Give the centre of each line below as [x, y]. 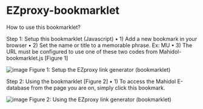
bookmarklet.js [25, 58]
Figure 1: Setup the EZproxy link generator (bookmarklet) [100, 69]
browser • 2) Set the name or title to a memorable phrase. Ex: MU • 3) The [99, 45]
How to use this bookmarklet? [43, 27]
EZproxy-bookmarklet [63, 11]
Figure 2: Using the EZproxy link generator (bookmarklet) [100, 99]
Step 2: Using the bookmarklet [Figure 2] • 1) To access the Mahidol [91, 81]
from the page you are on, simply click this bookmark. [98, 87]
